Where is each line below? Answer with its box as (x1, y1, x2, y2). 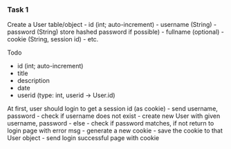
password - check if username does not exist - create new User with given (7, 112, 221, 120)
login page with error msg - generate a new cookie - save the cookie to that (7, 126, 223, 135)
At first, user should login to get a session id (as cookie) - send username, (7, 105, 218, 113)
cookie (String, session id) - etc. (7, 35, 99, 43)
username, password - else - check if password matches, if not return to (7, 119, 214, 128)
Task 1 (7, 5, 29, 14)
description (17, 77, 50, 85)
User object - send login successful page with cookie (7, 134, 160, 142)
